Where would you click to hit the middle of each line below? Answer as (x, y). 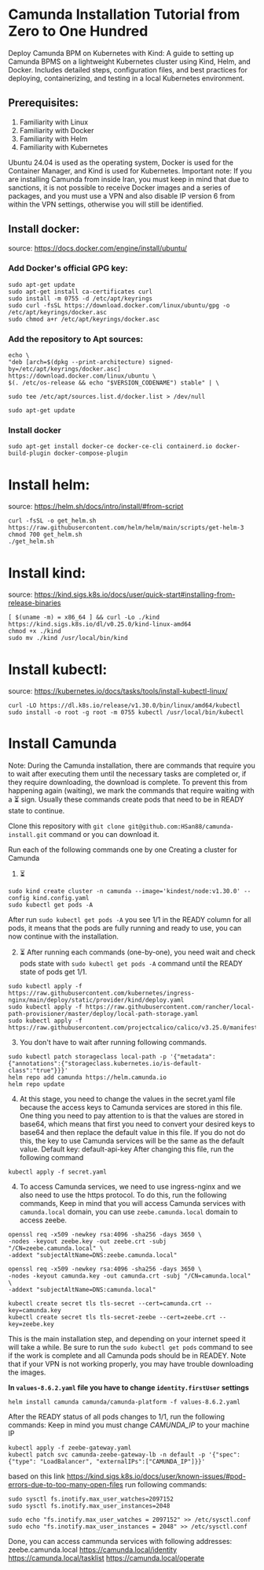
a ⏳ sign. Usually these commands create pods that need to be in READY (126, 800)
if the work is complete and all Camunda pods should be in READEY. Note (127, 1356)
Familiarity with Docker (57, 130)
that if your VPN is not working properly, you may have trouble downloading (131, 1364)
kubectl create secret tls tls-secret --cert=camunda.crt (105, 1304)
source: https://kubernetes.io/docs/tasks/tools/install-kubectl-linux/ (118, 691)
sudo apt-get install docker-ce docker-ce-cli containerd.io (110, 447)
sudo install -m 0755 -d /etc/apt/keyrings (81, 298)
